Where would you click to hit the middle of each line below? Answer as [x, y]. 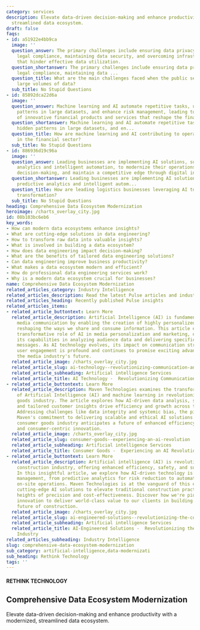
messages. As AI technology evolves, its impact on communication [101, 345]
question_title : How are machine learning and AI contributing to [96, 134]
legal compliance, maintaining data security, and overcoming [96, 56]
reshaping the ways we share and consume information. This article [104, 328]
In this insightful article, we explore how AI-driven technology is [105, 473]
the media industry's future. [54, 356]
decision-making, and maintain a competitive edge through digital [102, 173]
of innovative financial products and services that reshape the [100, 117]
